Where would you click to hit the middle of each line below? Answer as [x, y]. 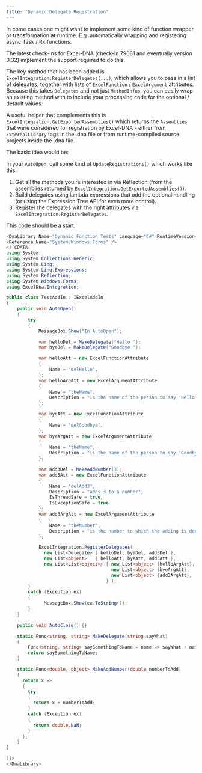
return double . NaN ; [57, 725]
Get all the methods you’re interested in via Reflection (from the [93, 182]
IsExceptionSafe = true [79, 503]
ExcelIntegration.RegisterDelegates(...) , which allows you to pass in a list [101, 78]
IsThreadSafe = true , [76, 497]
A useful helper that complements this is [56, 115]
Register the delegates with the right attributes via [77, 207]
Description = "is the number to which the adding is [118, 531]
